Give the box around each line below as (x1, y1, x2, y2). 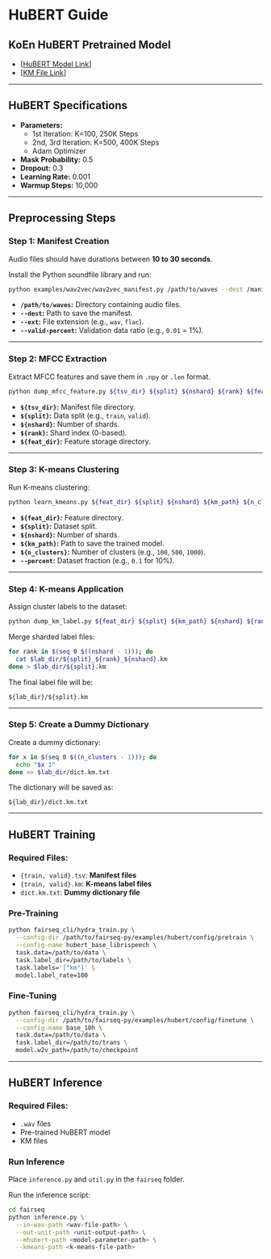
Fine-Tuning (8, 990, 57, 1001)
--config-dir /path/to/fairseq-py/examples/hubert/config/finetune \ (15, 1016, 254, 1024)
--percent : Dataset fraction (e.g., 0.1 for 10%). (19, 555, 175, 565)
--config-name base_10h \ (15, 1024, 103, 1032)
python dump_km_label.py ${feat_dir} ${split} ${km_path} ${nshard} (8, 617, 244, 625)
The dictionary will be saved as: (8, 782, 115, 793)
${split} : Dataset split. (19, 521, 98, 531)
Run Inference (8, 1156, 65, 1167)
